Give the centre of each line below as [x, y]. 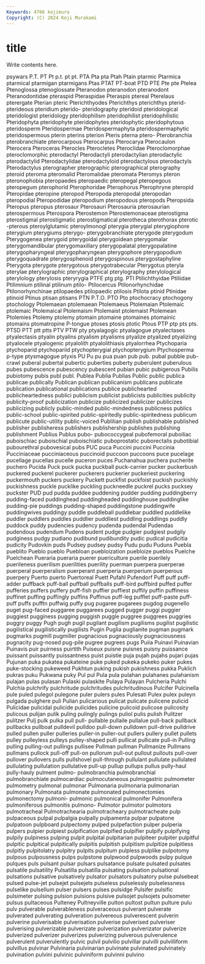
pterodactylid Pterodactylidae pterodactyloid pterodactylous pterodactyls [99, 161]
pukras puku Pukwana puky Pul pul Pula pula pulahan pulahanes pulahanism [103, 675]
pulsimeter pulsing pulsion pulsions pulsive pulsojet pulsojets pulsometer [99, 896]
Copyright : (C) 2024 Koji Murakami [52, 18]
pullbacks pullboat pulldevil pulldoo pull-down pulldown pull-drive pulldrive [101, 727]
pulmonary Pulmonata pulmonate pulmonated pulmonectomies [86, 792]
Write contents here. [32, 65]
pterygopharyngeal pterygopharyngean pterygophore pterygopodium [94, 252]
